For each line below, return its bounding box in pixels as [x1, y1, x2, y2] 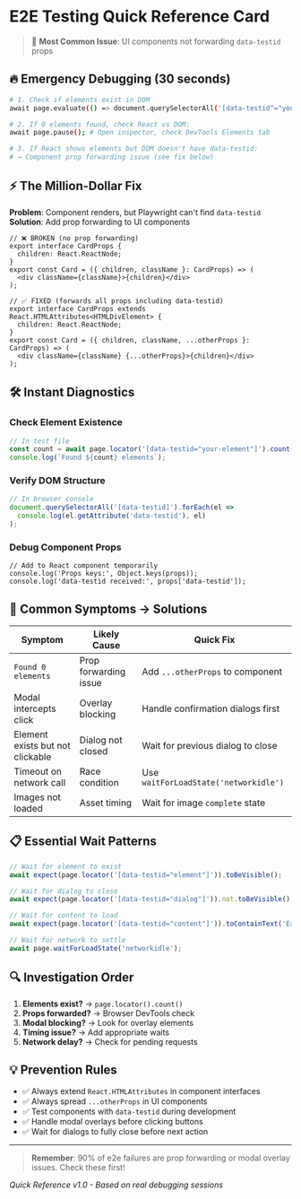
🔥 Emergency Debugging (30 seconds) [9, 72, 231, 87]
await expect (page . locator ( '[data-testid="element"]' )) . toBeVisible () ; [9, 870, 282, 880]
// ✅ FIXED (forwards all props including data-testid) [9, 296, 224, 306]
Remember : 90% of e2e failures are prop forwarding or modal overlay [30, 1152, 291, 1163]
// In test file [9, 437, 70, 446]
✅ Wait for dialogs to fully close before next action [21, 1126, 209, 1137]
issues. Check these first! [30, 1162, 125, 1173]
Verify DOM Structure [9, 474, 106, 487]
